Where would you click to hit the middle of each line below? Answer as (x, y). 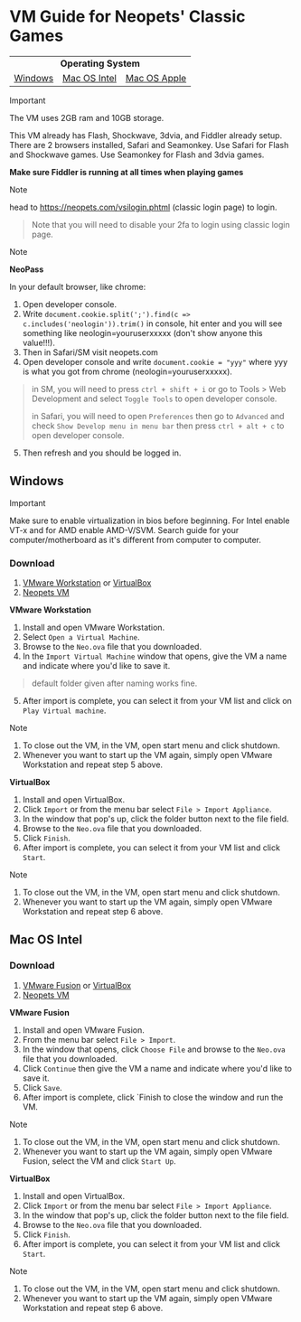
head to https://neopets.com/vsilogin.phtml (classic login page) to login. (143, 207)
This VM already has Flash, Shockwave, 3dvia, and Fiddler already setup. (146, 135)
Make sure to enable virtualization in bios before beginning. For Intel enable (150, 520)
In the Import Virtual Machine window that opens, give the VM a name (155, 656)
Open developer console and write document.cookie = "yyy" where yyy (155, 361)
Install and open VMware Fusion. (83, 1030)
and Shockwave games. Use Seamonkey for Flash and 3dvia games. (137, 155)
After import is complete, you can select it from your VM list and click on (157, 701)
